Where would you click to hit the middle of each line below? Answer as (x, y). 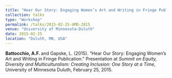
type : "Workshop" (24, 19)
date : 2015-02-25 (24, 34)
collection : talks (25, 15)
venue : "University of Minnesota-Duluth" (50, 29)
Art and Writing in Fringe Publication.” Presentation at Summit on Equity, (81, 59)
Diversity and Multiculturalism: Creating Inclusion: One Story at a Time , (81, 64)
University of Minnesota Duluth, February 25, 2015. (59, 69)
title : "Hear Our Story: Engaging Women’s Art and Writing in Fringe (81, 10)
